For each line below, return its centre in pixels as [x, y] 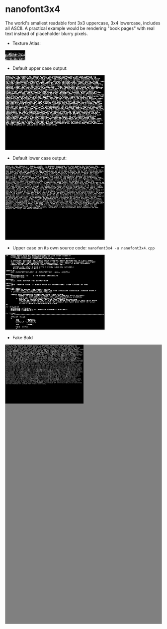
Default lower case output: [40, 158]
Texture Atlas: [27, 43]
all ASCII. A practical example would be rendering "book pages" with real [80, 28]
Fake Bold [23, 337]
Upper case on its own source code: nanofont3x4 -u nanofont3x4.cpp [83, 247]
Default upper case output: [40, 68]
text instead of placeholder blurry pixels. [46, 33]
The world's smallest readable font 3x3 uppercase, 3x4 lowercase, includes [83, 23]
